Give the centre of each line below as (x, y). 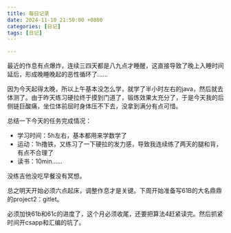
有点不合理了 (35, 153)
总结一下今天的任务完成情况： (49, 121)
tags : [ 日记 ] (25, 33)
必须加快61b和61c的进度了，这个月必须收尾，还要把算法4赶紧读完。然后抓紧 (115, 214)
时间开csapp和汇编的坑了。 (46, 223)
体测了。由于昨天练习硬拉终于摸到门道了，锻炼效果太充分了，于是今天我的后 (115, 98)
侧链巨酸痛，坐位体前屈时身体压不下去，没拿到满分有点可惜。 (95, 106)
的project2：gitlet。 (35, 199)
